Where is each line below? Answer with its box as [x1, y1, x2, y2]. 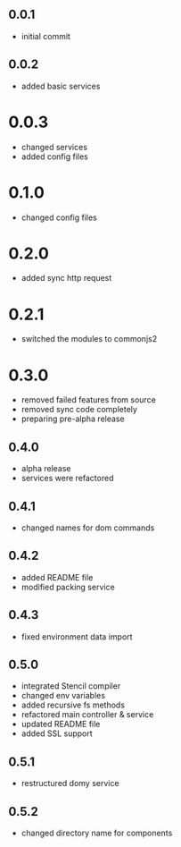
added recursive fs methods [21, 699, 126, 710]
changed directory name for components [21, 827, 173, 838]
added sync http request [21, 273, 112, 284]
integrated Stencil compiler [21, 681, 121, 691]
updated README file [21, 719, 101, 730]
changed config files [21, 212, 97, 223]
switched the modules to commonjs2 [21, 334, 158, 344]
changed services [21, 141, 88, 152]
